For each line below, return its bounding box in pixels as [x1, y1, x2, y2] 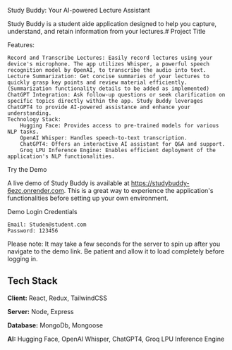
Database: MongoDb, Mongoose [7, 320, 104, 330]
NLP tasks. [7, 128, 39, 135]
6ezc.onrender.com [7, 187, 65, 194]
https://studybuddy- [130, 179, 190, 187]
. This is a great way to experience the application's [63, 187, 214, 194]
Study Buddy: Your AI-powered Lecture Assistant [7, 6, 150, 14]
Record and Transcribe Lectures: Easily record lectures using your [7, 54, 213, 61]
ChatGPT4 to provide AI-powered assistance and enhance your [7, 104, 191, 111]
